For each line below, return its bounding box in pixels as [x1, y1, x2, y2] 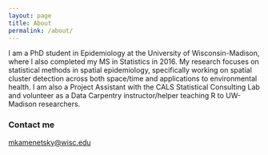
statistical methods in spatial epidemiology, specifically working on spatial [8, 66, 252, 75]
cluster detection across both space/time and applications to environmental [8, 74, 258, 84]
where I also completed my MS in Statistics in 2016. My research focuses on [8, 57, 260, 66]
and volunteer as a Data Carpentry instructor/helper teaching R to [8, 91, 224, 101]
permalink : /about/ [8, 26, 74, 34]
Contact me [8, 119, 55, 130]
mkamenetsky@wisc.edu [8, 137, 91, 147]
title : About [8, 19, 52, 27]
